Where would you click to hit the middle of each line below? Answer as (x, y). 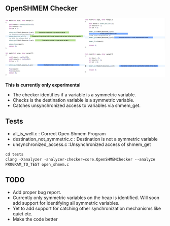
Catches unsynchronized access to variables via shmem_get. (77, 105)
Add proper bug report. (37, 192)
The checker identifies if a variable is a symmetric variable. (74, 95)
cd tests (14, 154)
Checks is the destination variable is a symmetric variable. (73, 100)
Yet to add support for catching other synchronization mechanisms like (87, 208)
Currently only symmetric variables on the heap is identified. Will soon (86, 198)
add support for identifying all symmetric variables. (66, 203)
